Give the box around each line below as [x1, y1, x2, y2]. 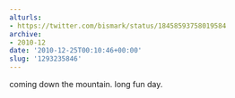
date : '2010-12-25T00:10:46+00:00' [9, 46, 143, 55]
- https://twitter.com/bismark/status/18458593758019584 [9, 21, 227, 30]
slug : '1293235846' [9, 54, 83, 63]
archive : [9, 29, 42, 38]
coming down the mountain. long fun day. [9, 79, 163, 89]
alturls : [9, 12, 42, 22]
